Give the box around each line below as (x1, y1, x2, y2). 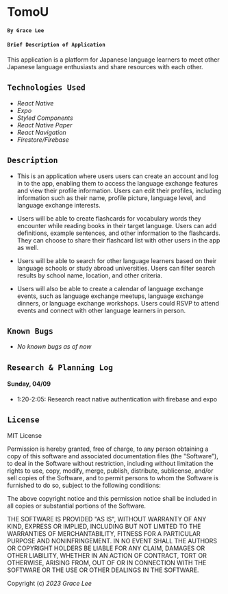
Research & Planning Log (7, 362, 114, 372)
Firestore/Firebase (16, 135, 70, 144)
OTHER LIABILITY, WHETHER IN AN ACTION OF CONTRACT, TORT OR (7, 551, 207, 559)
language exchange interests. (16, 201, 101, 209)
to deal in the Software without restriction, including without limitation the (7, 459, 214, 467)
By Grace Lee (7, 27, 45, 34)
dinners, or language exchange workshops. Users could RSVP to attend (16, 299, 220, 307)
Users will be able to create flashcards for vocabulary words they (16, 214, 201, 223)
